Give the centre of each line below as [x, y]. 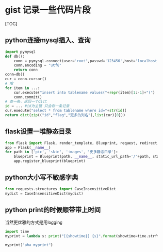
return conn [26, 70]
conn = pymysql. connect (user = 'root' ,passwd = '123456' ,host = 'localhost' [87, 61]
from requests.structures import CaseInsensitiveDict [61, 189]
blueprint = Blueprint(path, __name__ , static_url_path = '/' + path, [82, 157]
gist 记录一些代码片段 [48, 10]
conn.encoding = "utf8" [38, 65]
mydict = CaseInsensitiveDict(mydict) [44, 193]
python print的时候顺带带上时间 [53, 210]
